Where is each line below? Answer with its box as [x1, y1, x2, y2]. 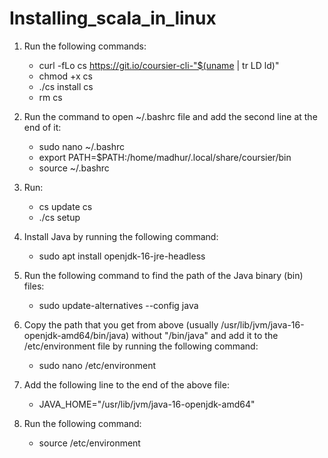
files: [23, 280, 45, 292]
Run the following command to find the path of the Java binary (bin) [23, 269, 304, 281]
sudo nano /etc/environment [38, 359, 157, 371]
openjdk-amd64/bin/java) [23, 329, 130, 341]
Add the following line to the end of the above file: [23, 378, 230, 391]
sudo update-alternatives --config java [38, 299, 199, 311]
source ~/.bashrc [38, 162, 110, 174]
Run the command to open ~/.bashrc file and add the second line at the [23, 110, 318, 122]
